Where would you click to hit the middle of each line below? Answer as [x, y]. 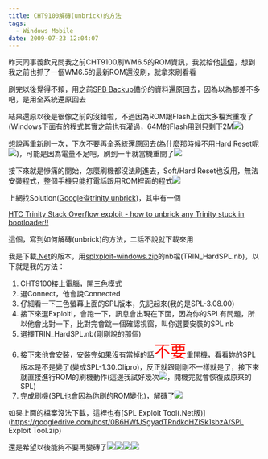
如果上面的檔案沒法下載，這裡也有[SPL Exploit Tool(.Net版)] [107, 413]
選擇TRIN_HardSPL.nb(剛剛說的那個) [80, 334]
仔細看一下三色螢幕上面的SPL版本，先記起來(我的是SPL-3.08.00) [127, 304]
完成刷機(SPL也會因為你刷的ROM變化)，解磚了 [97, 396]
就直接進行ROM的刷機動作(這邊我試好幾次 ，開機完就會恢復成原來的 [136, 377]
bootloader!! [29, 223]
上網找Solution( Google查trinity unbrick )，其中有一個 [95, 198]
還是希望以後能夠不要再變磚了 [58, 447]
